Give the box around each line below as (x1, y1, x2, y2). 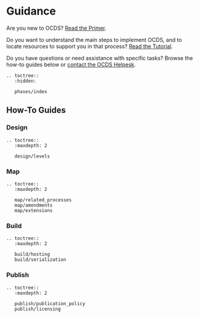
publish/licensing (14, 306, 61, 312)
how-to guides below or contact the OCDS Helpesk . (6, 61, 137, 68)
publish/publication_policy (14, 300, 86, 306)
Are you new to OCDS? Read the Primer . (6, 24, 107, 32)
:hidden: (14, 78, 36, 84)
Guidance (6, 4, 56, 18)
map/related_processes (14, 196, 72, 203)
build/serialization (14, 257, 67, 263)
